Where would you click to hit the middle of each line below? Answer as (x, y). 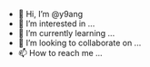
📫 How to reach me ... (60, 53)
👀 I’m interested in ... (56, 24)
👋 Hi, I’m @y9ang (50, 14)
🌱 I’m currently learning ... (66, 33)
